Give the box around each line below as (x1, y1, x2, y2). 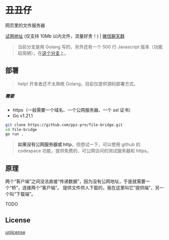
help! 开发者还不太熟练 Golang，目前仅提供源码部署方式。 (17, 80, 139, 86)
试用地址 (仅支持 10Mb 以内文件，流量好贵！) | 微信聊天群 (5, 33, 125, 39)
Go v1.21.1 (12, 112, 33, 119)
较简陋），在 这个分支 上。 (17, 50, 69, 56)
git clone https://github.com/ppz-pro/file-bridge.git (5, 122, 123, 127)
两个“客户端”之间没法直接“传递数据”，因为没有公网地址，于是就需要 (5, 178, 146, 184)
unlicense (5, 229, 26, 235)
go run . (5, 132, 24, 137)
